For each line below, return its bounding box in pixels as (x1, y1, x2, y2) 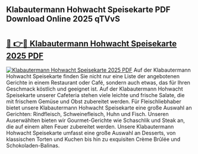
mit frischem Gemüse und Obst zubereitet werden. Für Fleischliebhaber (6, 98, 181, 105)
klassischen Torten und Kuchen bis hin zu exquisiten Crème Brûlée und (6, 136, 181, 143)
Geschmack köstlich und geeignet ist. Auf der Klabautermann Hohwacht (6, 85, 183, 92)
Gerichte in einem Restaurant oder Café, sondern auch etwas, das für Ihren (6, 79, 190, 86)
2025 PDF (6, 50, 43, 61)
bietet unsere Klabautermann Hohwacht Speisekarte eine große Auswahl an (6, 104, 192, 111)
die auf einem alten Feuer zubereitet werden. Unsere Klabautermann (6, 123, 174, 130)
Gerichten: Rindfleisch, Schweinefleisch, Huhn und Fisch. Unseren (6, 111, 169, 117)
